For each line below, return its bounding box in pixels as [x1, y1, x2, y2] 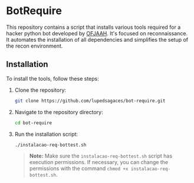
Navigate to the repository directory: [14, 108, 103, 115]
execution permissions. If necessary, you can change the [29, 159, 169, 166]
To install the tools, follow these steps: [6, 75, 99, 82]
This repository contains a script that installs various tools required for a [6, 24, 181, 31]
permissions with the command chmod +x [29, 165, 129, 172]
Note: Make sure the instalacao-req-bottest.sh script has [29, 152, 173, 159]
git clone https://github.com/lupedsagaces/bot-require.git [14, 98, 166, 104]
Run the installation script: [14, 131, 78, 138]
